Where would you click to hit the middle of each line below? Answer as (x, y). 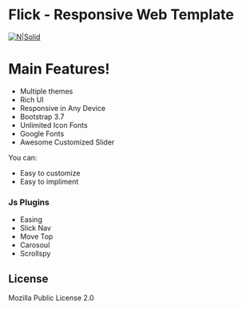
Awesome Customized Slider (67, 142)
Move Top (36, 236)
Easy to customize (50, 172)
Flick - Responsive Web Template (121, 15)
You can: (23, 157)
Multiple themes (46, 91)
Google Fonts (42, 133)
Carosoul (35, 245)
